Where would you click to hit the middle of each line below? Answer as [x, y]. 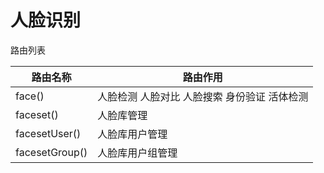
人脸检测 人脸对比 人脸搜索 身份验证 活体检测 [203, 96]
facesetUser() [48, 133]
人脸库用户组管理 [137, 153]
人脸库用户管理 [132, 134]
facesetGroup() [51, 152]
